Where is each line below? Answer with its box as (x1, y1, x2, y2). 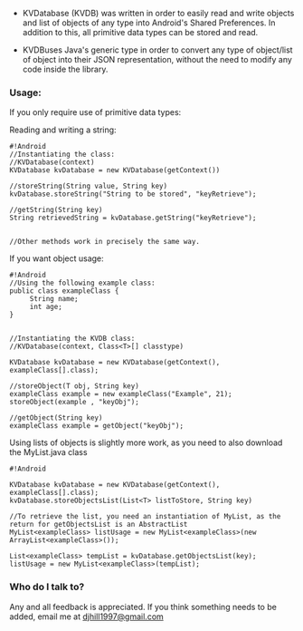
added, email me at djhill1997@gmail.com (9, 611, 165, 622)
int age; (29, 303, 63, 312)
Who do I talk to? (9, 580, 85, 593)
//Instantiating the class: (9, 150, 116, 160)
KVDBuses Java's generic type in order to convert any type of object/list (22, 44, 293, 55)
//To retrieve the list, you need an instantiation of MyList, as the (9, 512, 281, 521)
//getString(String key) (9, 206, 103, 215)
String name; (29, 295, 79, 304)
